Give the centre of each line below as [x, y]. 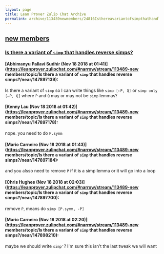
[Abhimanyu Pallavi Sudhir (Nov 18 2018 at [49, 64]
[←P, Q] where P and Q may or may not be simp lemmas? [61, 95]
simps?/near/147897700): [32, 197]
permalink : [16, 19]
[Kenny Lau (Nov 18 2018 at [33, 107]
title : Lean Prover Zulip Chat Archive [46, 14]
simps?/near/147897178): [31, 122]
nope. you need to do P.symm [34, 133]
